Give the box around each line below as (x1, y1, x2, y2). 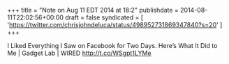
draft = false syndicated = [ (65, 13, 144, 22)
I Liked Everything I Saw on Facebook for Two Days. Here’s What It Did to (7, 42, 218, 49)
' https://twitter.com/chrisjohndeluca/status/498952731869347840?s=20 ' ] (7, 21, 223, 29)
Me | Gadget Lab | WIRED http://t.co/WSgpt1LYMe (7, 49, 152, 57)
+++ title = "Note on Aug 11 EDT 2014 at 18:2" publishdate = (7, 6, 179, 14)
